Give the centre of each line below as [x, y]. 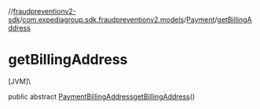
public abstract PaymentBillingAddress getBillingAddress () [102, 96]
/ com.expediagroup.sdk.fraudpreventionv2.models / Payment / [118, 20]
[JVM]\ [20, 81]
